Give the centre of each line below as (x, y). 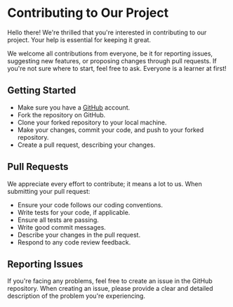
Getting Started (42, 90)
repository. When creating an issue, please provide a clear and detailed (110, 289)
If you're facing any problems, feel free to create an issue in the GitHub (110, 281)
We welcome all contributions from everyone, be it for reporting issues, (110, 53)
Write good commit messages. (62, 227)
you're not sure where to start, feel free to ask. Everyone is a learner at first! (117, 68)
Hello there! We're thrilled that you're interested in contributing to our (107, 32)
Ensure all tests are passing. (58, 220)
